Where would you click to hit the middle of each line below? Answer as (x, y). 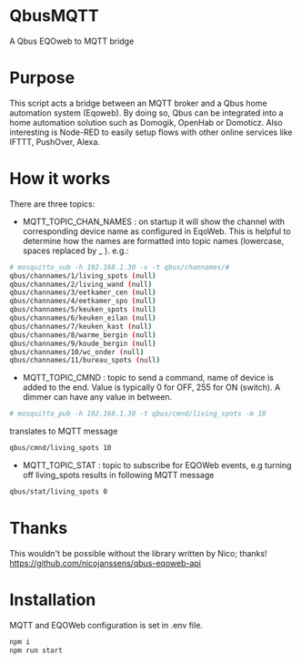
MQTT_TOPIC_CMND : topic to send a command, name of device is (148, 378)
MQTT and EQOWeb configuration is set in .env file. (106, 625)
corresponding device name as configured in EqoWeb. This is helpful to (156, 231)
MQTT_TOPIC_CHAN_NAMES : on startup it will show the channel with (153, 221)
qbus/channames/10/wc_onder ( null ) (77, 352)
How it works (60, 179)
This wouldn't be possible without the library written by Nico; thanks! (138, 553)
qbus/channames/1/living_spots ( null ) (83, 276)
